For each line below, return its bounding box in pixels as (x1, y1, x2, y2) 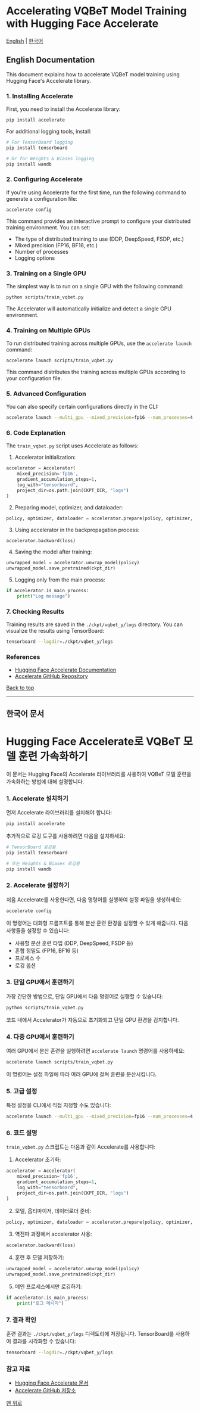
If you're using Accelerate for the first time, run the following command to (6, 189, 186, 196)
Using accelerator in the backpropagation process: (14, 526, 140, 533)
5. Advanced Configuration (6, 389, 86, 397)
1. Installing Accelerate (6, 92, 73, 100)
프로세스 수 (14, 954, 41, 962)
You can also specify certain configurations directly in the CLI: (6, 403, 159, 410)
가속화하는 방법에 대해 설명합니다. (6, 777, 85, 785)
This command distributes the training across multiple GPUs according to (6, 368, 186, 375)
